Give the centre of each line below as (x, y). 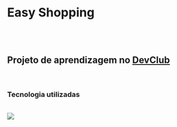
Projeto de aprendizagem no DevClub (88, 60)
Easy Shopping (51, 13)
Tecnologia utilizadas (44, 94)
